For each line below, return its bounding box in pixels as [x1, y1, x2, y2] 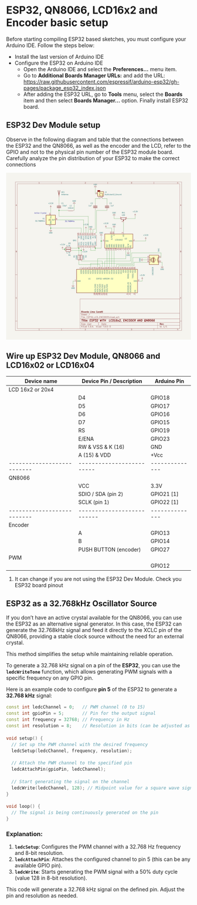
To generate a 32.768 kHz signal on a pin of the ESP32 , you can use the [6, 662, 181, 669]
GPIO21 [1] [150, 491, 179, 498]
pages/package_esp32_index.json [23, 84, 106, 91]
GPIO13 [150, 530, 170, 537]
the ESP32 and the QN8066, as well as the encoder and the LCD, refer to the [6, 142, 191, 149]
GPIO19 [150, 427, 170, 434]
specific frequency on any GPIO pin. [6, 674, 94, 681]
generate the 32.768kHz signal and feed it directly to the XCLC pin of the [6, 627, 182, 634]
